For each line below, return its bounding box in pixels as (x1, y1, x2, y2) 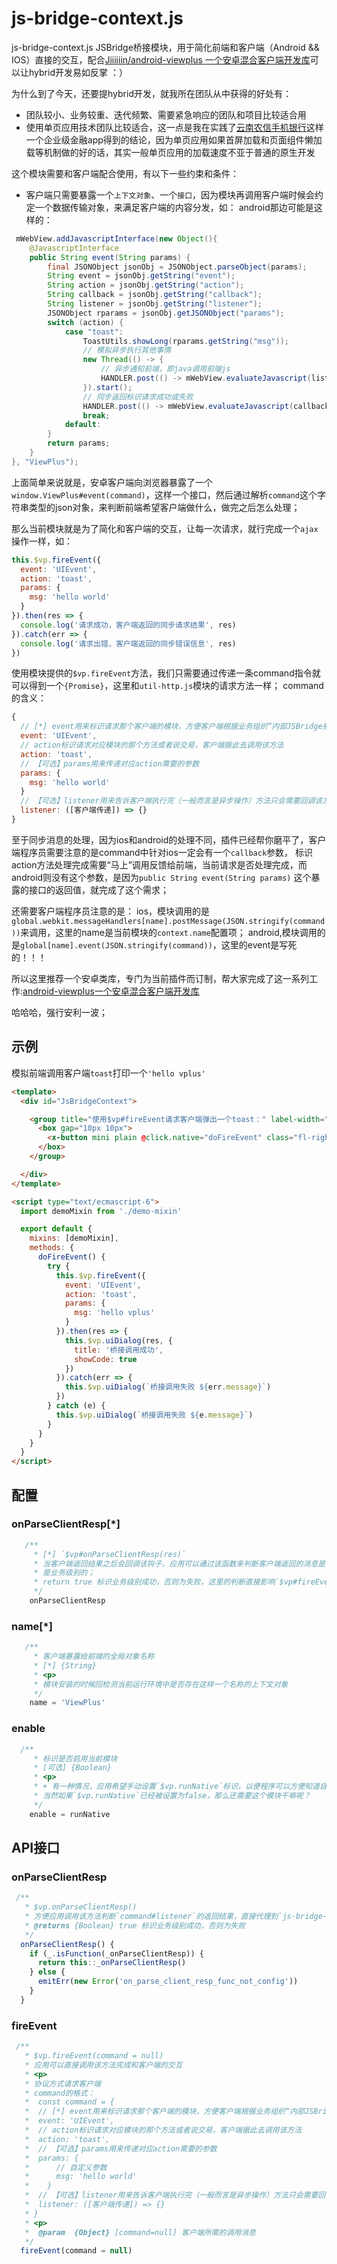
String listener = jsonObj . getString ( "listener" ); (47, 299, 263, 309)
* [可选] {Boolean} (33, 1763, 112, 1773)
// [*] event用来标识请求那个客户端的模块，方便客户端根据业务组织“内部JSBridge (20, 722, 323, 732)
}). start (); (82, 382, 133, 392)
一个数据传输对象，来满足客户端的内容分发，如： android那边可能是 (34, 201, 314, 213)
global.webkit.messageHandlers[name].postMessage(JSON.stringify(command (11, 916, 326, 926)
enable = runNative (29, 1809, 111, 1819)
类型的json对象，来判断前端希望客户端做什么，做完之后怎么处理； (28, 501, 301, 513)
